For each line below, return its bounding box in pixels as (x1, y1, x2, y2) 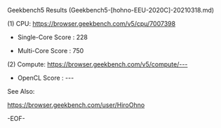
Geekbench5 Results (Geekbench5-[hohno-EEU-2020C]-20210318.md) (7, 6, 215, 14)
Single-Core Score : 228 (17, 33, 88, 41)
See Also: (7, 87, 35, 95)
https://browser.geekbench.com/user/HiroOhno (7, 101, 145, 109)
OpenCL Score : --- (17, 73, 74, 82)
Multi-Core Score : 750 (17, 47, 84, 55)
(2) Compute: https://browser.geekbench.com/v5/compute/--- (7, 60, 188, 69)
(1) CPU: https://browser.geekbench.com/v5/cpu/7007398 (7, 20, 176, 27)
